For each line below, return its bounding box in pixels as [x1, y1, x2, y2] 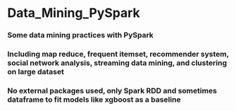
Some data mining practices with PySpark [7, 30, 154, 40]
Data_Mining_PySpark [7, 5, 141, 21]
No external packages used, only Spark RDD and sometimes [7, 86, 217, 95]
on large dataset [7, 67, 65, 77]
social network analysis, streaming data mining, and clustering [7, 58, 228, 68]
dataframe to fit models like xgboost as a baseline [7, 94, 181, 104]
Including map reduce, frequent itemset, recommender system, [7, 49, 229, 59]
